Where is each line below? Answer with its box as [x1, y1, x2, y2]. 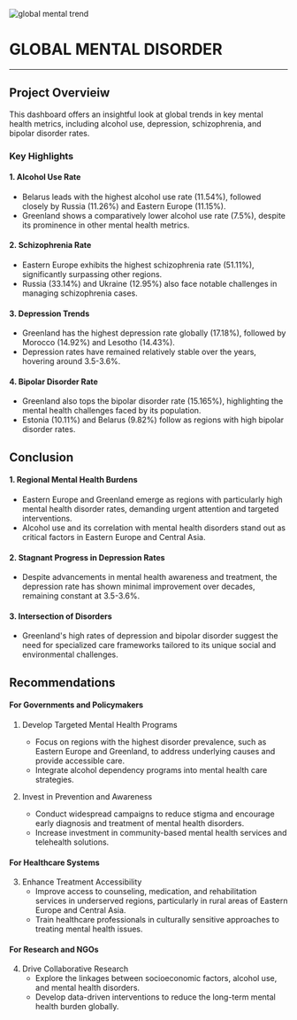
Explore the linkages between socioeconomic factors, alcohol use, [34, 973, 278, 984]
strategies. [34, 775, 74, 785]
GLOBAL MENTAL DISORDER [9, 40, 223, 59]
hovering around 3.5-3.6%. [21, 356, 121, 367]
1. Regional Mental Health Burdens [9, 475, 138, 485]
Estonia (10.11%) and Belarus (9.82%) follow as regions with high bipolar [21, 414, 285, 425]
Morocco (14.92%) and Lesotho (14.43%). [21, 337, 175, 348]
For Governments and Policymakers [9, 699, 144, 710]
